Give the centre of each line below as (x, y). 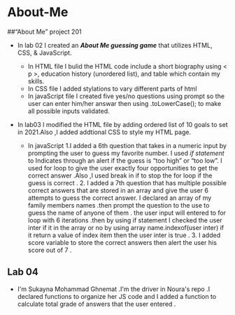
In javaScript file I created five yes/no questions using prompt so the (126, 96)
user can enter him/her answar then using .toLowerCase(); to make (124, 103)
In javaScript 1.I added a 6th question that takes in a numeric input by (127, 145)
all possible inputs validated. (69, 111)
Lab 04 (23, 272)
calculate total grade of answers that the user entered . (97, 304)
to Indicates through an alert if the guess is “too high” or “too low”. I (125, 160)
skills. (36, 81)
